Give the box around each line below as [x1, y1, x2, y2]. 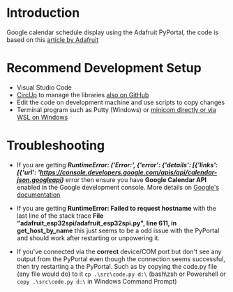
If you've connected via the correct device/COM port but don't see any [16, 247, 222, 256]
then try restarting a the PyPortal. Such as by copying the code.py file [16, 262, 218, 270]
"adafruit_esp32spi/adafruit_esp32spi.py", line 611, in [16, 218, 177, 227]
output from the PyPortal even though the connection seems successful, [16, 254, 226, 263]
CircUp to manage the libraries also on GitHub [16, 90, 149, 99]
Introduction [6, 5, 80, 21]
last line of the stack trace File [16, 211, 104, 220]
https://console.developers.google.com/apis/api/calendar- [40, 168, 218, 176]
